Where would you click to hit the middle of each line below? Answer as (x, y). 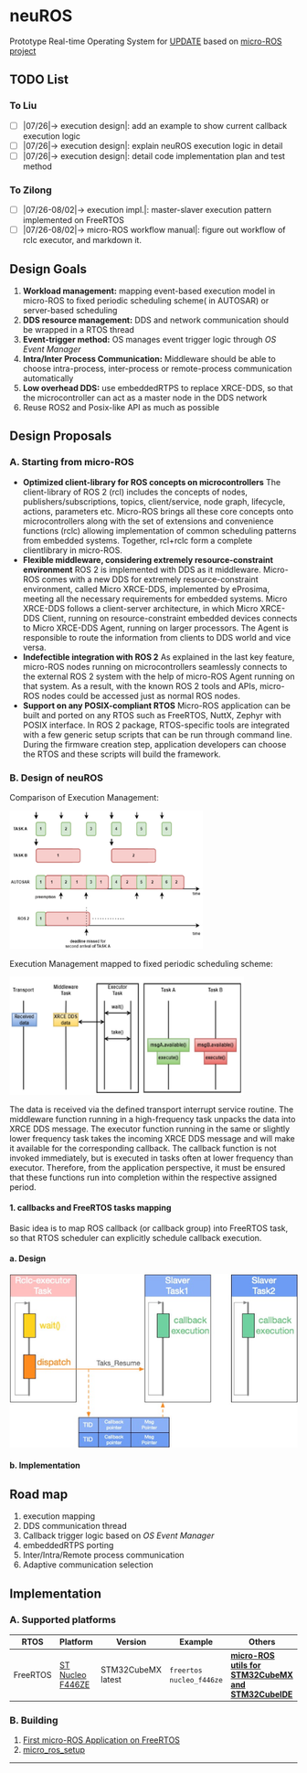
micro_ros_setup (53, 1750)
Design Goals (48, 269)
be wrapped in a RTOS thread (79, 330)
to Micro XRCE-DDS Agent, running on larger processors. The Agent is (156, 628)
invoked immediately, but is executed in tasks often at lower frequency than (152, 1158)
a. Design (28, 1258)
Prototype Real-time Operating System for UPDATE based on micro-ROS (146, 41)
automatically (48, 378)
